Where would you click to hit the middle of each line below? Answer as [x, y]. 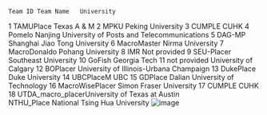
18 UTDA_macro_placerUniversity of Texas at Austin [94, 94]
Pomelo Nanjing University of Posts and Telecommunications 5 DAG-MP [127, 35]
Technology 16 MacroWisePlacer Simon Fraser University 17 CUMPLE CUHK [134, 85]
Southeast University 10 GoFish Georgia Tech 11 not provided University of [131, 60]
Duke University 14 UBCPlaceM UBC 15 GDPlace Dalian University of [121, 77]
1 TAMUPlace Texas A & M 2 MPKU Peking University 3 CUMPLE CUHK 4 [129, 26]
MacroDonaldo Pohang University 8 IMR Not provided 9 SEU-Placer [120, 52]
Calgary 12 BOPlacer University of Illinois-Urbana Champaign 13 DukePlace [132, 69]
